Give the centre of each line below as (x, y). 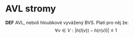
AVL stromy (31, 9)
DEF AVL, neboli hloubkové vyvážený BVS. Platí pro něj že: (67, 22)
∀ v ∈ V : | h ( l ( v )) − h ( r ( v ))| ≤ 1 (86, 30)
